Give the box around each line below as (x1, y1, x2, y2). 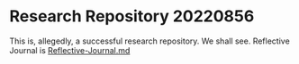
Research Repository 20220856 (9, 6, 255, 27)
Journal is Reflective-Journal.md (9, 44, 131, 55)
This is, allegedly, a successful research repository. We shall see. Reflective (9, 36, 290, 46)
